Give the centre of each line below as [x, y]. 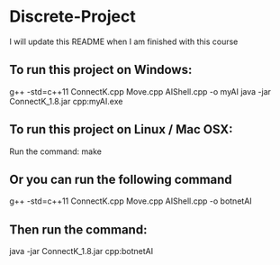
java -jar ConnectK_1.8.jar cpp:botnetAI [81, 251]
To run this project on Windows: [101, 70]
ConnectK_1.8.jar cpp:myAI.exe [66, 101]
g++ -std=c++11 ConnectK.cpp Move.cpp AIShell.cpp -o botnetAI [131, 201]
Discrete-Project [73, 17]
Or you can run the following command [121, 179]
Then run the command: [78, 229]
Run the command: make [55, 151]
